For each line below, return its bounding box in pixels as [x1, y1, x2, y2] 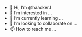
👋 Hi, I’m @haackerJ [9, 5, 51, 10]
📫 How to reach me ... [9, 26, 56, 32]
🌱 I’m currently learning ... [9, 15, 63, 21]
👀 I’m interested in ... [9, 10, 52, 16]
